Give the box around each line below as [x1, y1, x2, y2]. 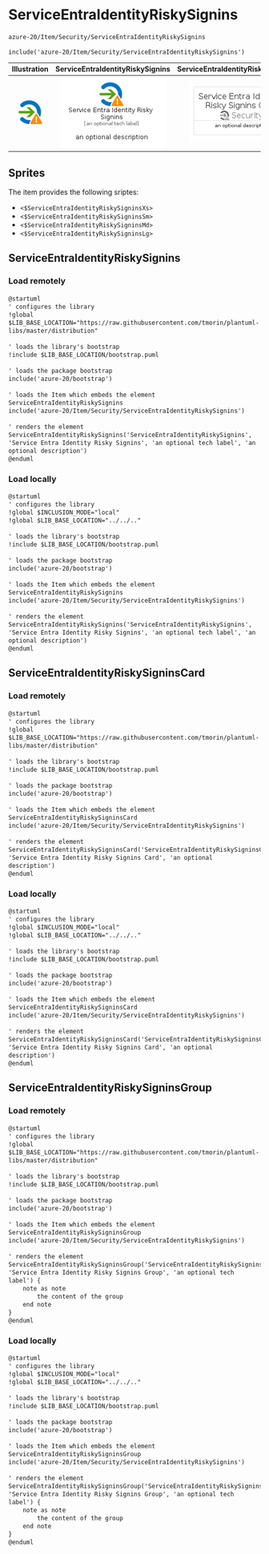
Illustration [11, 64, 50, 74]
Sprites [8, 166, 46, 179]
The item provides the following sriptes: [8, 187, 139, 197]
